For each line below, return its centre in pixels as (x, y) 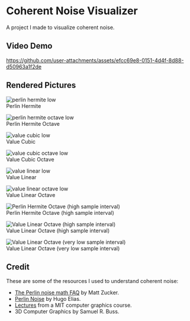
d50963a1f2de (24, 66)
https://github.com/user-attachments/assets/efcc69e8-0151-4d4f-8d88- (95, 60)
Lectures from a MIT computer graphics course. (73, 305)
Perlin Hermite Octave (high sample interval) (60, 212)
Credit (18, 267)
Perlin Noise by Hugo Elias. (48, 299)
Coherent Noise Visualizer (72, 11)
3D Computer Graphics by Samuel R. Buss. (67, 312)
